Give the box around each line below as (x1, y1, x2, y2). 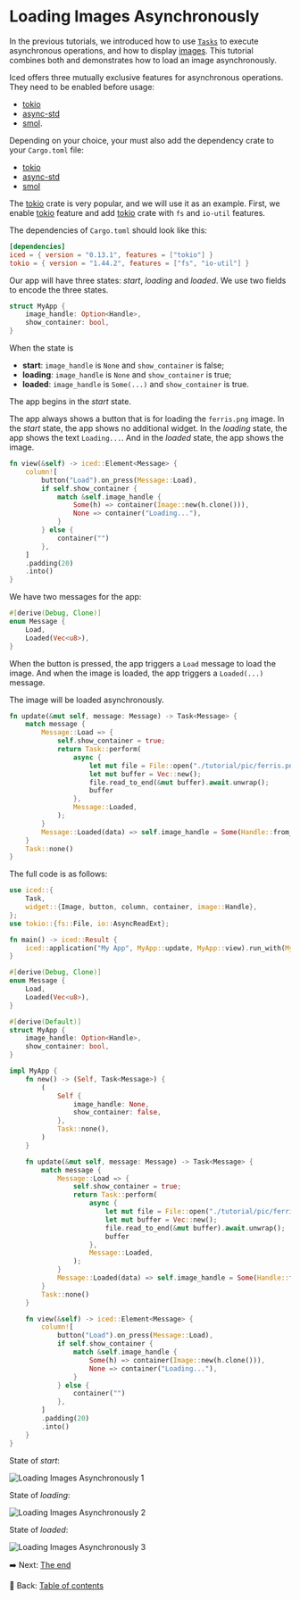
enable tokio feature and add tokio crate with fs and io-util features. (9, 207, 266, 218)
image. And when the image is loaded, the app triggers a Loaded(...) (9, 667, 264, 678)
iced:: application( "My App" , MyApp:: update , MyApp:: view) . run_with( (25, 943, 286, 952)
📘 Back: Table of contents (9, 1579, 104, 1590)
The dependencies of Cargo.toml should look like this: (9, 225, 208, 236)
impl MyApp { (9, 1066, 58, 1076)
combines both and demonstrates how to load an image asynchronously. (9, 54, 277, 65)
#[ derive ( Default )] (9, 1017, 82, 1026)
